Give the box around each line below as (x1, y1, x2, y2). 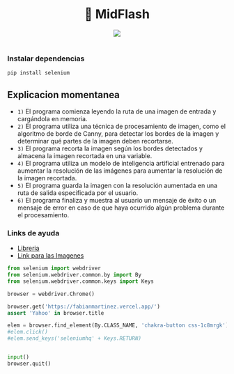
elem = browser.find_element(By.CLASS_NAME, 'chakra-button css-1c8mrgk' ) (7, 322, 229, 329)
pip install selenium (7, 70, 70, 77)
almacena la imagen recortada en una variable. (17, 151, 153, 159)
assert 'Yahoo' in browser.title (7, 309, 104, 316)
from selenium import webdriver (7, 265, 101, 272)
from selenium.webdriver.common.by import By (7, 272, 141, 279)
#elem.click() (7, 329, 49, 336)
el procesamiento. (17, 210, 70, 219)
